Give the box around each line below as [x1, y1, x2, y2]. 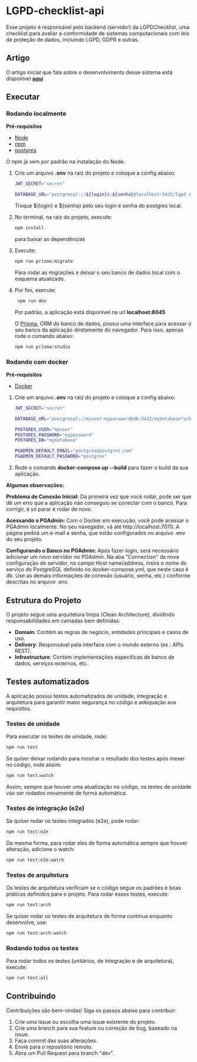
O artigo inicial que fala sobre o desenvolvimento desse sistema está [6, 69, 173, 76]
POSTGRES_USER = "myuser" [14, 426, 74, 433]
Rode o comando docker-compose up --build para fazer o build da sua [14, 464, 189, 471]
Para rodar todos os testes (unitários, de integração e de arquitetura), [6, 957, 175, 964]
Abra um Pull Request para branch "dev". [14, 1049, 115, 1056]
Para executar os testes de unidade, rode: [6, 733, 108, 740]
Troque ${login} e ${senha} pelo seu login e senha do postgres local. [14, 202, 182, 209]
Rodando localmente [6, 110, 66, 118]
